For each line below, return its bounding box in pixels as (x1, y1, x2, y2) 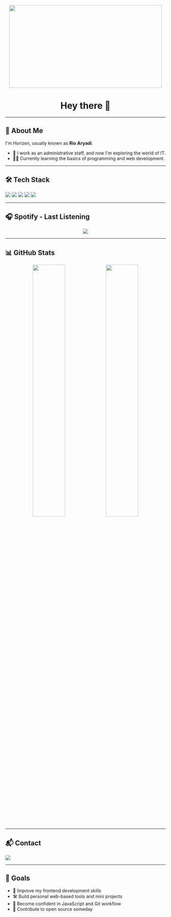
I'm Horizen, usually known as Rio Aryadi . (5, 140, 93, 146)
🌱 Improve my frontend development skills (12, 887, 101, 894)
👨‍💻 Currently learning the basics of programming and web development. (12, 155, 165, 161)
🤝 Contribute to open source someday (12, 906, 93, 912)
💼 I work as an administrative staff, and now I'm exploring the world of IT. (12, 150, 166, 156)
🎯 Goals (5, 874, 31, 883)
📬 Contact (5, 838, 41, 847)
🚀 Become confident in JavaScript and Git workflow (12, 900, 121, 907)
